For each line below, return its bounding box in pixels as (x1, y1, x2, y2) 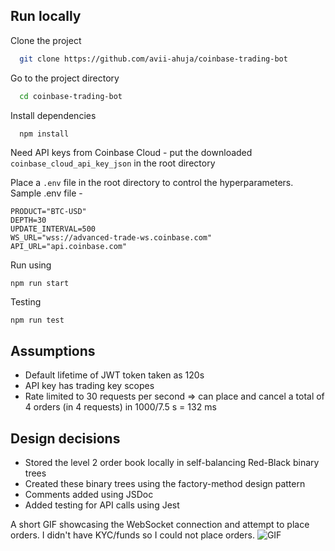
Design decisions (10, 430, 121, 447)
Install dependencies (10, 109, 97, 121)
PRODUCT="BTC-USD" (10, 207, 87, 217)
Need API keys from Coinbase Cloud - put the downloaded (10, 147, 253, 159)
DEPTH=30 (10, 215, 47, 226)
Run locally (10, 8, 82, 25)
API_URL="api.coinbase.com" (10, 242, 128, 252)
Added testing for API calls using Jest (24, 499, 180, 511)
